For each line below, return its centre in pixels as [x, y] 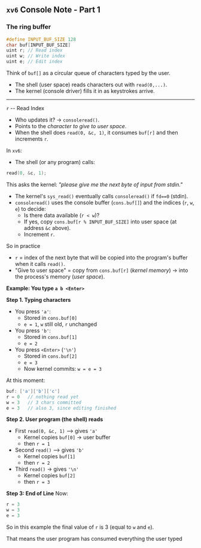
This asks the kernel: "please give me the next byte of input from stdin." [95, 184]
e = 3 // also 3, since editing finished [61, 408]
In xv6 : [14, 151]
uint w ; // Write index [36, 56]
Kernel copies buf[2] [50, 476]
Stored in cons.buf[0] [51, 317]
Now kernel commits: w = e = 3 [63, 368]
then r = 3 [37, 482]
